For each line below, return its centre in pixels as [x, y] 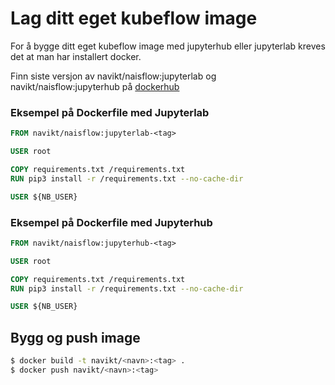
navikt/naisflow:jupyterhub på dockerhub [95, 86]
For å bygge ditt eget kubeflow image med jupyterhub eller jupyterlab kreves [168, 46]
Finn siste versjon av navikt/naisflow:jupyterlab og [113, 76]
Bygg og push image [75, 337]
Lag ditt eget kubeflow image [134, 18]
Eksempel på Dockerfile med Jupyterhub [111, 222]
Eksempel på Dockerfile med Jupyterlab [110, 112]
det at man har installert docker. [76, 56]
